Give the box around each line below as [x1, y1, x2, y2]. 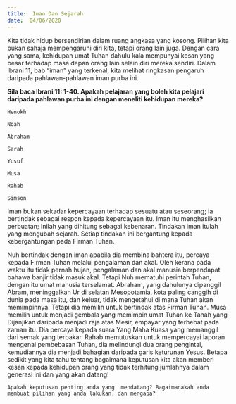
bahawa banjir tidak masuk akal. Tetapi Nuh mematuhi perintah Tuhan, [7, 272, 211, 282]
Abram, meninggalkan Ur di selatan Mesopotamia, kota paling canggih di [7, 288, 218, 296]
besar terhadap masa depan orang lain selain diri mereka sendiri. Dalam [7, 58, 216, 67]
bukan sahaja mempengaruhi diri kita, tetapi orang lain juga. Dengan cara [7, 44, 220, 52]
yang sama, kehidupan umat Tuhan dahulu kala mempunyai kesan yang [7, 51, 215, 60]
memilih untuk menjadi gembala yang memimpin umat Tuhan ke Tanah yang [7, 310, 228, 319]
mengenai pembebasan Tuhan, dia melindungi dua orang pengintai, [7, 340, 203, 348]
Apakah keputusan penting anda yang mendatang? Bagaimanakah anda [7, 384, 210, 391]
